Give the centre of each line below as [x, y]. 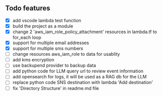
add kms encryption [33, 60]
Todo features [28, 8]
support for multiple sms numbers [48, 49]
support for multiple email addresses [51, 43]
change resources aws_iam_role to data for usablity [66, 54]
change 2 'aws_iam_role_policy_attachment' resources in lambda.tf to [85, 32]
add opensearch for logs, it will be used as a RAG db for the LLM [79, 77]
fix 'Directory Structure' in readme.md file [56, 88]
